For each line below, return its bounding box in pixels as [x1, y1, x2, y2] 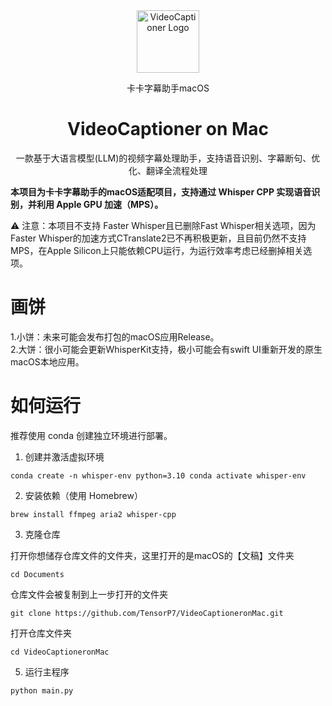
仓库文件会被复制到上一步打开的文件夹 [10, 588, 168, 600]
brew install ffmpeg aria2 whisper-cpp [10, 509, 177, 519]
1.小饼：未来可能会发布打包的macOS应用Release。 [10, 330, 220, 343]
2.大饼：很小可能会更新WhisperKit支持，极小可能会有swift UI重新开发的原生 [10, 343, 323, 355]
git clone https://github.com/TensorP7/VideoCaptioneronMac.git [10, 608, 284, 618]
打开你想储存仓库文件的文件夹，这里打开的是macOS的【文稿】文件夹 [10, 549, 295, 561]
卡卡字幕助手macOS [126, 82, 210, 94]
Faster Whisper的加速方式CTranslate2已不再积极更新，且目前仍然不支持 [10, 232, 307, 244]
